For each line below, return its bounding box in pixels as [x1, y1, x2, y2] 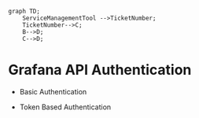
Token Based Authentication [19, 102, 112, 112]
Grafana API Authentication [8, 61, 192, 79]
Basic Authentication [19, 87, 87, 96]
